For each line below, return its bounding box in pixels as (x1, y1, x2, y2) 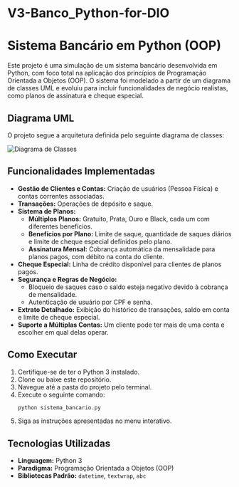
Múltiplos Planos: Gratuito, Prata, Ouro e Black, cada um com (28, 214, 210, 223)
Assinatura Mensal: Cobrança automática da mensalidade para (28, 244, 216, 253)
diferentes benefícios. (28, 222, 92, 231)
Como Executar (7, 349, 78, 361)
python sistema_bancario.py (17, 404, 101, 411)
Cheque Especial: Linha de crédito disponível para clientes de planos (17, 260, 222, 268)
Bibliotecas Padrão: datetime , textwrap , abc (17, 471, 147, 480)
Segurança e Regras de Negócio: (17, 275, 117, 283)
